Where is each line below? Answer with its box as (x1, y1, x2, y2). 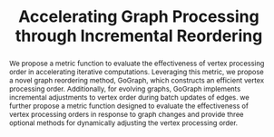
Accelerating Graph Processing (17, 6, 260, 27)
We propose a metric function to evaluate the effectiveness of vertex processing (8, 58, 265, 68)
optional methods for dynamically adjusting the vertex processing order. (8, 118, 239, 128)
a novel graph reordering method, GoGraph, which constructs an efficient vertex (8, 75, 265, 85)
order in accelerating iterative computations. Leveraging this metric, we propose (8, 66, 265, 76)
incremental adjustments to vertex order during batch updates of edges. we (8, 93, 250, 102)
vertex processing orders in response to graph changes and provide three (8, 109, 244, 119)
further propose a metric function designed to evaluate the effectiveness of (8, 101, 250, 111)
